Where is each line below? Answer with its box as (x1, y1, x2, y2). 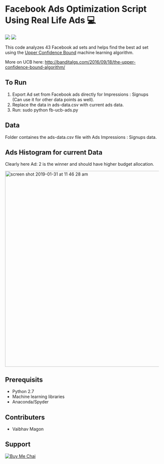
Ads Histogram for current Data (5, 148, 102, 156)
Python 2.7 (12, 389, 34, 395)
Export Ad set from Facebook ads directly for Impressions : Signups (12, 91, 149, 97)
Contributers (5, 413, 45, 421)
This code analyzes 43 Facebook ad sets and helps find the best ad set (5, 44, 149, 50)
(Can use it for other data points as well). (12, 96, 94, 102)
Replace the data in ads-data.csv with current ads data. (12, 102, 124, 108)
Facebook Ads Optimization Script (5, 3, 147, 15)
